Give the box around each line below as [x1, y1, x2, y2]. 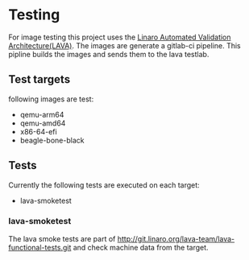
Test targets [8, 72, 71, 86]
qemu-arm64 [19, 109, 64, 119]
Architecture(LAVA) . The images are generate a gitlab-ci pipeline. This [8, 40, 241, 50]
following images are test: [8, 94, 94, 104]
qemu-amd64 [19, 118, 66, 128]
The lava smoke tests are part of [8, 233, 116, 243]
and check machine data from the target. [73, 242, 209, 252]
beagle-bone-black [19, 135, 85, 145]
